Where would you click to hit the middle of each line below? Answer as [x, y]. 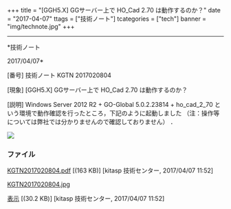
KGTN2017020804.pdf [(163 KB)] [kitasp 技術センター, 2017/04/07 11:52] [110, 170]
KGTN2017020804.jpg [39, 184]
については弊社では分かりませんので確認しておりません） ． [92, 122]
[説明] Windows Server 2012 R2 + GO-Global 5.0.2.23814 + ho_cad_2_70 [110, 104]
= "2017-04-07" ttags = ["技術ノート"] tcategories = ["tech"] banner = [107, 19]
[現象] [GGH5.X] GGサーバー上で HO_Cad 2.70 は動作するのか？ [97, 90]
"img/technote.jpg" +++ [41, 27]
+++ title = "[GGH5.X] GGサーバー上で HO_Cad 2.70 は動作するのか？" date [114, 10]
